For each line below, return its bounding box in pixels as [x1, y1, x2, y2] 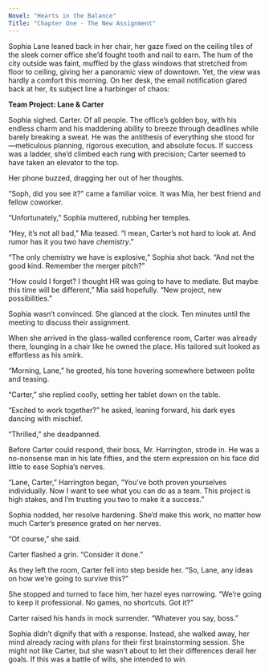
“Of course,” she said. [8, 534, 81, 544]
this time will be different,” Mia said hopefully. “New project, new [8, 285, 222, 294]
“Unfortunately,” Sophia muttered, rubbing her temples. [8, 213, 191, 222]
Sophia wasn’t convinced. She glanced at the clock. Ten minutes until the [8, 309, 251, 318]
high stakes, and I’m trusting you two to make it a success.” [8, 494, 205, 504]
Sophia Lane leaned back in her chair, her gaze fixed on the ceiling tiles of [8, 41, 253, 51]
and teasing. [8, 374, 50, 383]
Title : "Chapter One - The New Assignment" [8, 19, 157, 27]
